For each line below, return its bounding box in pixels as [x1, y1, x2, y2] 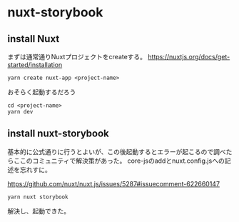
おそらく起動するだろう [7, 88, 76, 96]
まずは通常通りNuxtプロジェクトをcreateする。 [7, 53, 147, 61]
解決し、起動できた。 [7, 206, 70, 215]
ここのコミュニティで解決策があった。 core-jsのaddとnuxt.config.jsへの [13, 156, 225, 165]
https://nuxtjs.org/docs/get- [148, 53, 230, 61]
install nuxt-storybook [7, 128, 109, 140]
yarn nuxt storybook [7, 193, 69, 201]
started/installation [7, 61, 63, 69]
